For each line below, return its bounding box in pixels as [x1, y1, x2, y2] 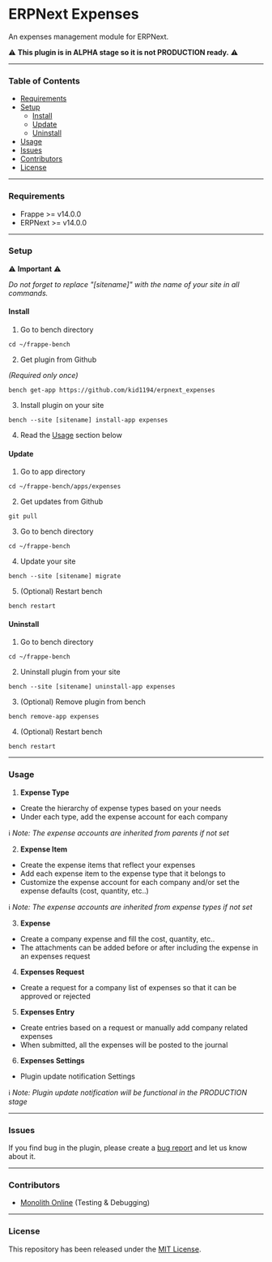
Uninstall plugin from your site [19, 667, 121, 677]
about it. [8, 1152, 36, 1161]
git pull [8, 513, 38, 521]
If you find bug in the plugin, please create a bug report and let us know [8, 1143, 248, 1153]
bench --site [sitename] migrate [8, 573, 121, 581]
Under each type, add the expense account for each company [19, 812, 228, 822]
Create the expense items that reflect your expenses [19, 860, 196, 869]
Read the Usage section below [19, 431, 123, 440]
